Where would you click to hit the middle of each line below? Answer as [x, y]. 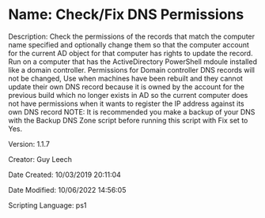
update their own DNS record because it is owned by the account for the [127, 86]
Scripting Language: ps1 [47, 205]
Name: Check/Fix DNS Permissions [126, 15]
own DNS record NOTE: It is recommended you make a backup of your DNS [132, 111]
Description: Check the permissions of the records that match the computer [132, 36]
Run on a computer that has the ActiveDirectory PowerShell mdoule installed [132, 62]
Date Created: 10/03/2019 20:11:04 [64, 175]
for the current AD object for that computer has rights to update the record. [131, 53]
